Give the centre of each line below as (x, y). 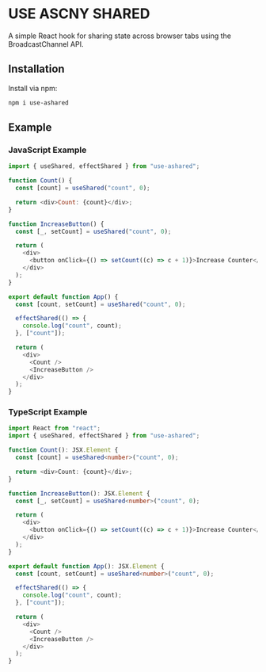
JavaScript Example (47, 150)
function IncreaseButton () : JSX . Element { (79, 493)
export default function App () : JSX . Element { (86, 566)
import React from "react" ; (55, 429)
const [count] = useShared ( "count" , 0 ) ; (83, 188)
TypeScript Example (48, 412)
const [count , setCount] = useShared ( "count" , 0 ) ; (101, 304)
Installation (36, 69)
